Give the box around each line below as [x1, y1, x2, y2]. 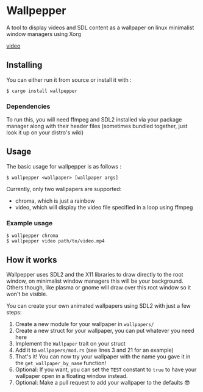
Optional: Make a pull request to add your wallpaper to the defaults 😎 [15, 379, 190, 386]
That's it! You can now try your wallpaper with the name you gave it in [15, 352, 191, 360]
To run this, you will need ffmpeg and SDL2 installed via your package [6, 116, 182, 123]
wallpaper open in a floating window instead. [15, 372, 128, 379]
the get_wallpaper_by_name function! [15, 359, 107, 366]
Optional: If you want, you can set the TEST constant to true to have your [15, 366, 197, 373]
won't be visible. [6, 290, 48, 297]
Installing [6, 60, 43, 70]
